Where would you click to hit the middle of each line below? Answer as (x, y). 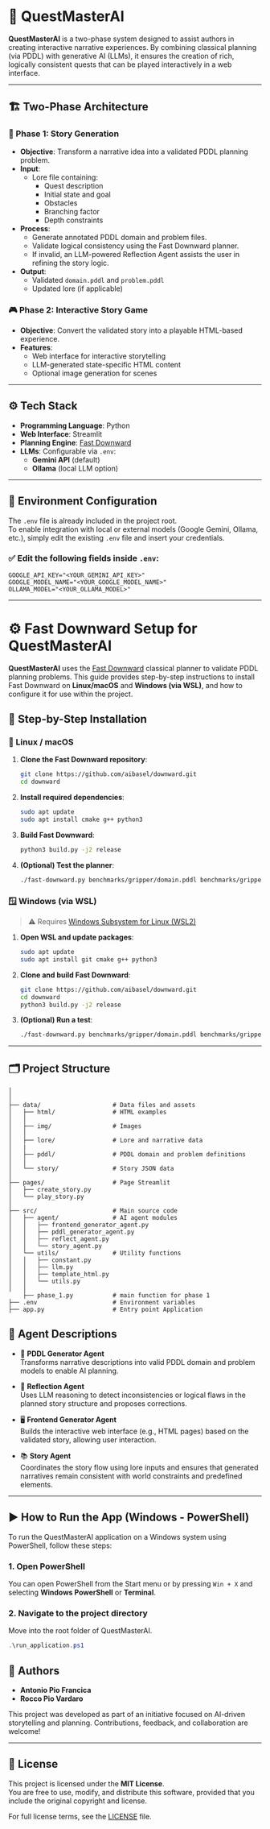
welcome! (25, 1731)
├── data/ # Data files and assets (102, 1105)
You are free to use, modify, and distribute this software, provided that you (131, 1792)
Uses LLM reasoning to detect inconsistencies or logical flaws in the (133, 1395)
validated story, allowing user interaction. (88, 1439)
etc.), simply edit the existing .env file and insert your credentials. (117, 537)
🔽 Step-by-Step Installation (78, 719)
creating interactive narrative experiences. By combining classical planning (133, 47)
